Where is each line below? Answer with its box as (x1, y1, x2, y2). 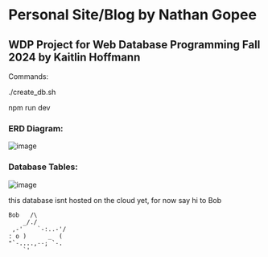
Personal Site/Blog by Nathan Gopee (8, 6, 258, 24)
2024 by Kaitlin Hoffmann (8, 50, 141, 64)
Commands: (8, 72, 49, 81)
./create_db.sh (8, 87, 56, 97)
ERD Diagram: (8, 122, 64, 134)
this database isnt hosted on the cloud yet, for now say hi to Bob (8, 195, 222, 205)
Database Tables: (8, 161, 78, 172)
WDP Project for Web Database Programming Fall (8, 38, 261, 52)
